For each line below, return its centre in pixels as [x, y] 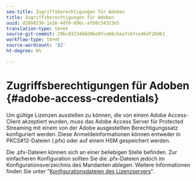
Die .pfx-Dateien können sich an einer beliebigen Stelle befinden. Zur [92, 152]
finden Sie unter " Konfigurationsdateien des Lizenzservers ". [80, 171]
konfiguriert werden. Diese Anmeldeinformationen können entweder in [93, 134]
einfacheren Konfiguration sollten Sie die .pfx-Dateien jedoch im [86, 158]
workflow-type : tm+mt [33, 40]
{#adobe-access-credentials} [83, 98]
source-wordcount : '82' [36, 46]
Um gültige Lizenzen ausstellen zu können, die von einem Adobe [87, 115]
